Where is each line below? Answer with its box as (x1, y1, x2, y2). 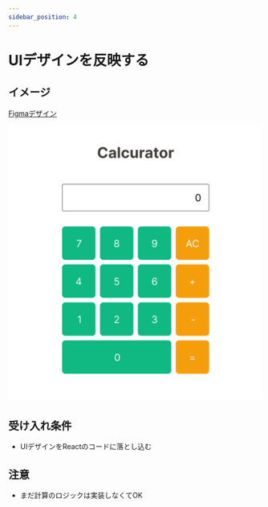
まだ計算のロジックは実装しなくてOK (19, 491, 143, 501)
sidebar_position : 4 (8, 13, 78, 21)
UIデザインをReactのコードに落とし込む (19, 442, 152, 451)
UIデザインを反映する (8, 51, 150, 69)
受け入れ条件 (8, 418, 72, 432)
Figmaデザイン (8, 109, 58, 118)
